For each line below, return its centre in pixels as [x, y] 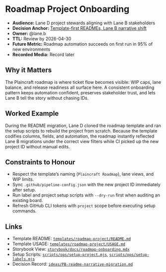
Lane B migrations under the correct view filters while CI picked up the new [82, 141]
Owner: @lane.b [29, 33]
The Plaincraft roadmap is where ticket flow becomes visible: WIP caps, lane [83, 82]
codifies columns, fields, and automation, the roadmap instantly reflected [80, 136]
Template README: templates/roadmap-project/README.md [72, 239]
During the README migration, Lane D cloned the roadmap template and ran [83, 126]
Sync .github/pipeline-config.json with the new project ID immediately [86, 185]
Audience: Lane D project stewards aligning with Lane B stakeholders [83, 23]
